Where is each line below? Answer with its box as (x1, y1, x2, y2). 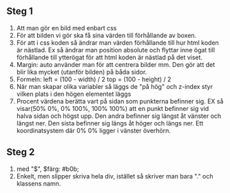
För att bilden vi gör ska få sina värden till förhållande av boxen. (16, 31, 197, 39)
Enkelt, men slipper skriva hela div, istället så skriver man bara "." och (16, 172, 213, 180)
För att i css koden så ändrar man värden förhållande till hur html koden (16, 38, 220, 47)
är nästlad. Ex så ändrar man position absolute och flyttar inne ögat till (16, 45, 215, 54)
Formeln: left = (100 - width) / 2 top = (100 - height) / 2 (16, 75, 171, 83)
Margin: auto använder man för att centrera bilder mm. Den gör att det (16, 60, 215, 68)
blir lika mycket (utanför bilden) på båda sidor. (16, 68, 147, 76)
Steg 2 (6, 146, 35, 158)
